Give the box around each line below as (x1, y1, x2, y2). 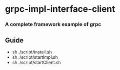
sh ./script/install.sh (12, 49, 52, 55)
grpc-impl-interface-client (5, 3, 116, 15)
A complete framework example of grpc (5, 21, 101, 28)
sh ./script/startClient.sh (12, 59, 61, 65)
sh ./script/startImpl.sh (12, 54, 58, 60)
